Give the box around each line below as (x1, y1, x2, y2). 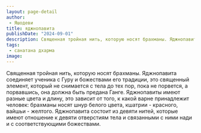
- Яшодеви (8, 20, 33, 26)
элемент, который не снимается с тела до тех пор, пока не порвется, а (6, 82, 188, 89)
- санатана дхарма (8, 48, 55, 54)
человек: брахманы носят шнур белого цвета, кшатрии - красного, (6, 101, 178, 108)
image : (6, 53, 23, 59)
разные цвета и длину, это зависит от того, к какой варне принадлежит (6, 95, 190, 102)
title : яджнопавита (6, 25, 55, 32)
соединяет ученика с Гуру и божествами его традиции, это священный (6, 76, 190, 83)
